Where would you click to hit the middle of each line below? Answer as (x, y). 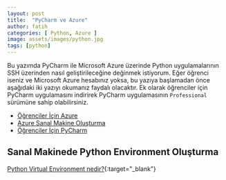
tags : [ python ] (29, 46)
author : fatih (28, 26)
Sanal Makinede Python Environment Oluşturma (113, 152)
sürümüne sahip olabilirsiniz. (48, 102)
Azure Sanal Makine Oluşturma (61, 123)
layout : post (26, 13)
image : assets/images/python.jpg (55, 39)
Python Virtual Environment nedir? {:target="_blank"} (82, 169)
